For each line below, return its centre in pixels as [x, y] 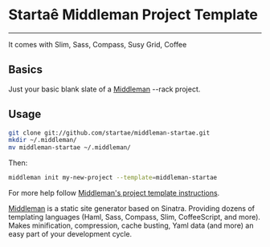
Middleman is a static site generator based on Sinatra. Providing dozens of [132, 209]
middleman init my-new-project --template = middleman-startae [113, 178]
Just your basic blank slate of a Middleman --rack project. [104, 89]
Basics [25, 70]
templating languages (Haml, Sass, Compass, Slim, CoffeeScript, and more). [135, 217]
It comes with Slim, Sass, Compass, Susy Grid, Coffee [98, 44]
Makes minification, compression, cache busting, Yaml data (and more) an [131, 225]
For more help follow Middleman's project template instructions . [114, 193]
